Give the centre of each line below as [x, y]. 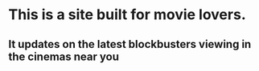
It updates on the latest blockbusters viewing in [130, 44]
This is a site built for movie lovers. [127, 15]
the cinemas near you [64, 56]
